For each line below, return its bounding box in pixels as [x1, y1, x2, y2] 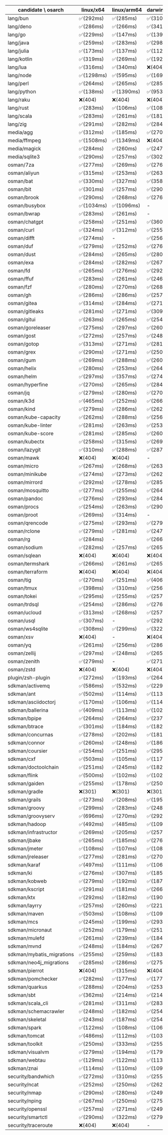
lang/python [7, 88, 36, 95]
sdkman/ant [7, 691, 36, 697]
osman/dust [7, 251, 36, 257]
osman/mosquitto [7, 487, 49, 494]
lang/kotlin [7, 56, 32, 62]
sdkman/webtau [7, 1057, 46, 1063]
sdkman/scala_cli [7, 1000, 48, 1006]
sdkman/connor [7, 739, 45, 746]
